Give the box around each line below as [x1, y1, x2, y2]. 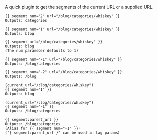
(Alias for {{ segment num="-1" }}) [5, 126, 80, 131]
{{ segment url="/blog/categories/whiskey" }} [5, 39, 103, 44]
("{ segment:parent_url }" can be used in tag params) [5, 130, 120, 135]
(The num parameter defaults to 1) [5, 48, 79, 53]
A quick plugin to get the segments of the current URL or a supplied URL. [5, 4, 154, 10]
